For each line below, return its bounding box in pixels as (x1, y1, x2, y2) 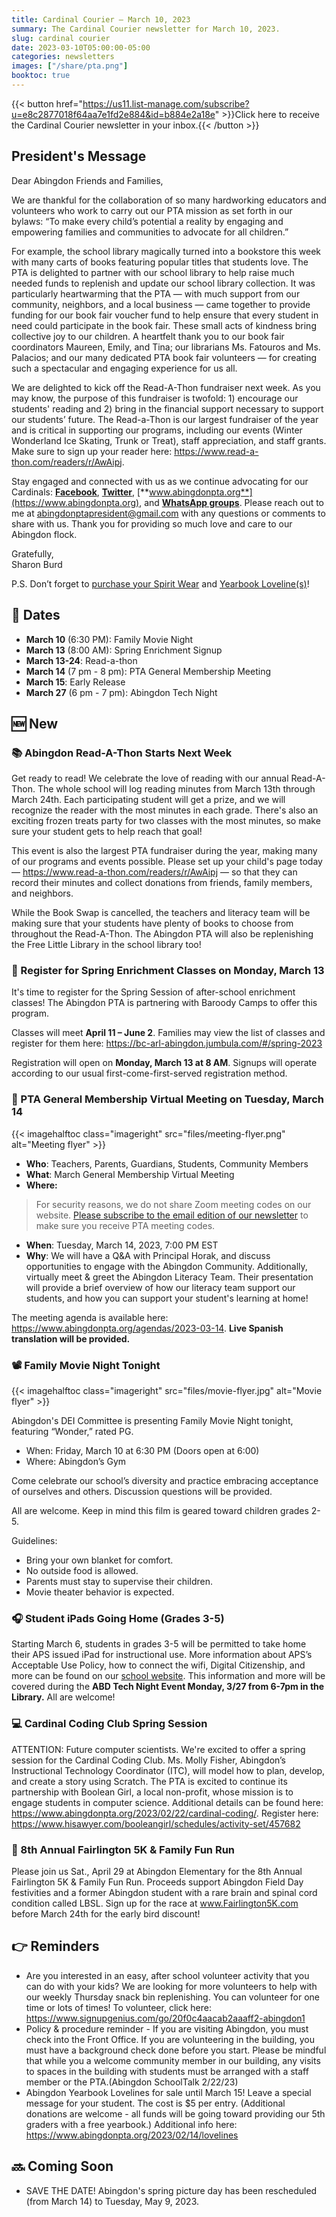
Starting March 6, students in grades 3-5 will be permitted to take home (11, 1638, 307, 1650)
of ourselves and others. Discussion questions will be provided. (11, 1486, 273, 1498)
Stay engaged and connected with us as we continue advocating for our (11, 475, 309, 487)
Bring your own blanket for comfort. (25, 1554, 174, 1566)
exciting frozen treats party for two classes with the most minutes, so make (11, 815, 321, 827)
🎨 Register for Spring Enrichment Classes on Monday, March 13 (11, 964, 325, 978)
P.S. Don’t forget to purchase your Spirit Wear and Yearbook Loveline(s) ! (11, 577, 310, 590)
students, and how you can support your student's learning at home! (25, 1292, 309, 1304)
